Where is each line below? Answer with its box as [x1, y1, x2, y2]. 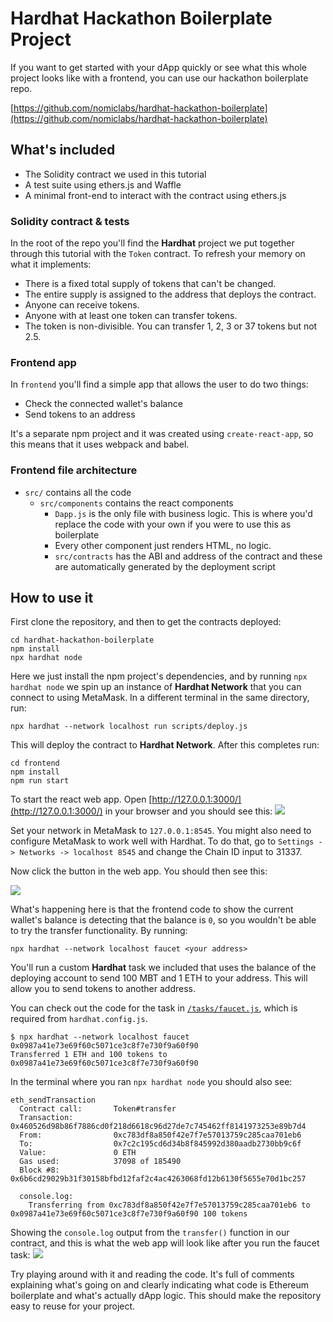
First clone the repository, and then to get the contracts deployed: [10, 616, 282, 628]
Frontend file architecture [10, 463, 138, 477]
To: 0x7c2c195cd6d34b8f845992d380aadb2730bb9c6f [19, 1139, 302, 1149]
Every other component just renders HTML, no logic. [54, 539, 272, 551]
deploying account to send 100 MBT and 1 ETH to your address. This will [10, 972, 308, 984]
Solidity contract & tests [10, 214, 130, 228]
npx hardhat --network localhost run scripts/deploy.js [10, 722, 248, 732]
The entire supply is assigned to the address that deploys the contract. [24, 288, 317, 301]
